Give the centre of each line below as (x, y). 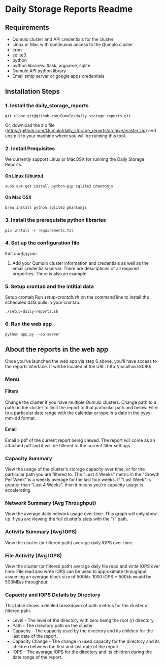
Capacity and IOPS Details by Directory (53, 595)
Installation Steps (33, 92)
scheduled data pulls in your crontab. (43, 302)
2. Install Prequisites (30, 148)
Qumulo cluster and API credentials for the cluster (63, 39)
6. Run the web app (29, 324)
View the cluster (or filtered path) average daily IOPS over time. (69, 542)
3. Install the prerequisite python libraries (56, 220)
